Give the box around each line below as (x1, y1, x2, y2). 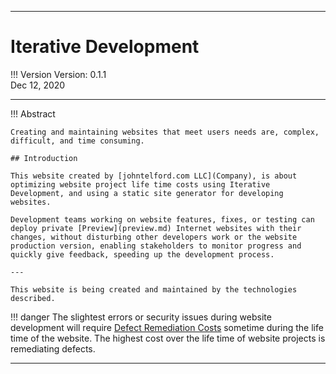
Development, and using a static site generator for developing (10, 188, 284, 198)
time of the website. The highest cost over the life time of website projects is (10, 332, 326, 344)
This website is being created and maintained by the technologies (10, 284, 298, 295)
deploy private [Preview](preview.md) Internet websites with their (10, 223, 302, 233)
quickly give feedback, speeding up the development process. (10, 249, 275, 260)
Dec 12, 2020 (10, 79, 66, 91)
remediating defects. (10, 342, 96, 355)
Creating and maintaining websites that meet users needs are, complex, (10, 127, 320, 137)
